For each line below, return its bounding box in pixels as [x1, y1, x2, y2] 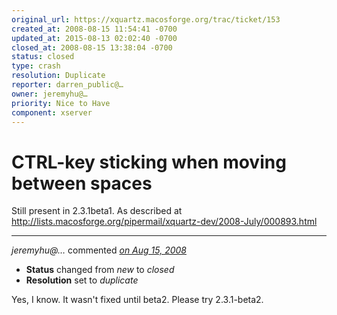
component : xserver [11, 107, 93, 118]
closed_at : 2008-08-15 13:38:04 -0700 [11, 42, 173, 53]
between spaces [11, 172, 153, 195]
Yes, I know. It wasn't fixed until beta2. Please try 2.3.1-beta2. [11, 294, 264, 306]
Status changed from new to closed [25, 264, 175, 276]
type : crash [11, 61, 61, 71]
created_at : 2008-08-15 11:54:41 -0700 [11, 24, 178, 34]
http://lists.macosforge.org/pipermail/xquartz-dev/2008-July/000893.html [11, 216, 318, 228]
